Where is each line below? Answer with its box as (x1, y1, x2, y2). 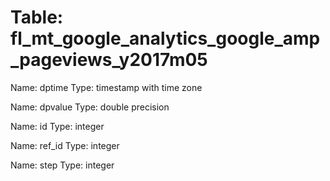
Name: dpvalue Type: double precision (10, 101, 170, 113)
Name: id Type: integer (10, 120, 105, 132)
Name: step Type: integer (10, 159, 115, 171)
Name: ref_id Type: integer (10, 139, 120, 151)
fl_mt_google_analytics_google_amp (10, 27, 321, 50)
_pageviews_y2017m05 (10, 49, 208, 71)
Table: (10, 6, 64, 29)
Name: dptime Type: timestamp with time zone (10, 81, 203, 93)
